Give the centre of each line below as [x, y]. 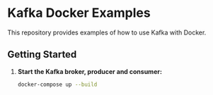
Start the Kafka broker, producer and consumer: [90, 71]
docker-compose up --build [57, 84]
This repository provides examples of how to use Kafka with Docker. [107, 32]
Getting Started [42, 55]
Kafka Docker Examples [79, 13]
